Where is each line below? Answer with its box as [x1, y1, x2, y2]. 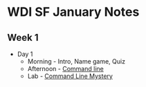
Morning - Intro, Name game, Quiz [27, 57, 126, 66]
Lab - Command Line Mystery [27, 72, 113, 80]
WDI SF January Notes [7, 4, 140, 20]
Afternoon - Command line [27, 65, 104, 72]
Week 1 [7, 32, 39, 43]
